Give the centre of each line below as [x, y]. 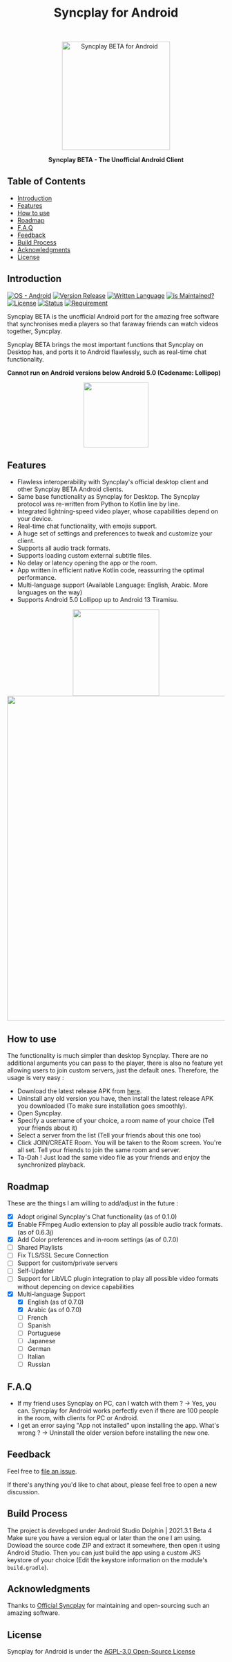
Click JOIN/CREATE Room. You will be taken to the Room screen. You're [119, 1143]
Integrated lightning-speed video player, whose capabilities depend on [118, 511]
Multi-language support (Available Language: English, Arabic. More [113, 585]
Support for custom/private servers [67, 1263]
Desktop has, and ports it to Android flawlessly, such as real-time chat [107, 352]
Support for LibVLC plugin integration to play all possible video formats [118, 1279]
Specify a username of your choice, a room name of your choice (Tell [116, 1121]
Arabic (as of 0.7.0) [55, 1309]
